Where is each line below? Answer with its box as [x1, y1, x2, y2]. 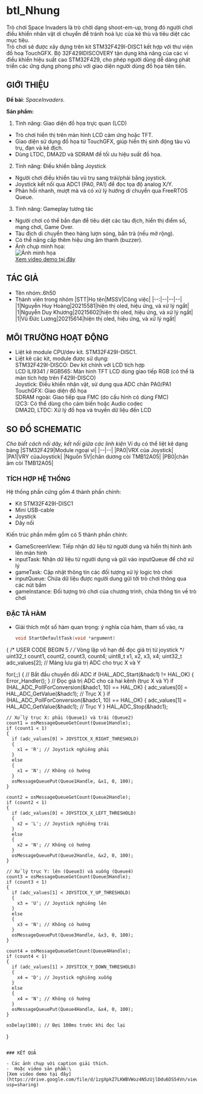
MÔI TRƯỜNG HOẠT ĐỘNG [6, 332, 109, 342]
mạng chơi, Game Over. [14, 223, 74, 230]
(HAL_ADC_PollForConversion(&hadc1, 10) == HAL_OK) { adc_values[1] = [6, 696, 187, 704]
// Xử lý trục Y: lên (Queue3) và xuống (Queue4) [6, 868, 134, 875]
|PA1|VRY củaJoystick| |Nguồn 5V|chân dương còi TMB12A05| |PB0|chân [6, 453, 189, 461]
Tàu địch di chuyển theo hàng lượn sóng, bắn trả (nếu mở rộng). [14, 230, 175, 237]
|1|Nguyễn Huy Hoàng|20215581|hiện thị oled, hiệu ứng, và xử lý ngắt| [14, 302, 189, 309]
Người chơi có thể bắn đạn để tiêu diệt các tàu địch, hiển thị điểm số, [14, 216, 187, 224]
